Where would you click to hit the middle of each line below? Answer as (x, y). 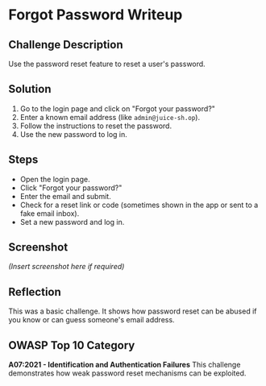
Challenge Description (66, 45)
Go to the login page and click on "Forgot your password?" (118, 108)
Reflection (35, 292)
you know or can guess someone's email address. (91, 320)
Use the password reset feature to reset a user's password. (107, 64)
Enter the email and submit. (65, 196)
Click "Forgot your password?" (71, 188)
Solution (30, 89)
